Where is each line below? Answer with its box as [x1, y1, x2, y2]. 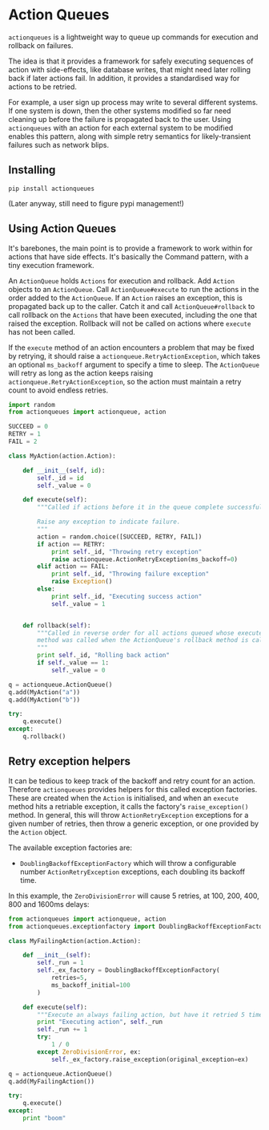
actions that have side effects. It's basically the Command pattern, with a [8, 251, 249, 262]
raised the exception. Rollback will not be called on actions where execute [8, 319, 251, 328]
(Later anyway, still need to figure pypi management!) [8, 198, 184, 208]
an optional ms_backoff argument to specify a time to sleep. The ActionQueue [8, 360, 260, 369]
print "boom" [22, 1114, 66, 1122]
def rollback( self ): [22, 621, 91, 629]
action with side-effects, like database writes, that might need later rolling [8, 64, 251, 74]
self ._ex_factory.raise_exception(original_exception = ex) [50, 1055, 249, 1063]
